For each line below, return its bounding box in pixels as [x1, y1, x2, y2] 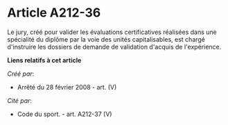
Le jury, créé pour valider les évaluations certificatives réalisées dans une [7, 28, 217, 36]
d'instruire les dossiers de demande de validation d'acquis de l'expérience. [7, 42, 222, 51]
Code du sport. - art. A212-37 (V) [17, 110, 112, 118]
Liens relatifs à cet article [7, 56, 82, 64]
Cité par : [7, 96, 33, 105]
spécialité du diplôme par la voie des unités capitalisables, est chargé [7, 35, 206, 43]
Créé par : [7, 69, 35, 78]
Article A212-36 [7, 5, 101, 21]
